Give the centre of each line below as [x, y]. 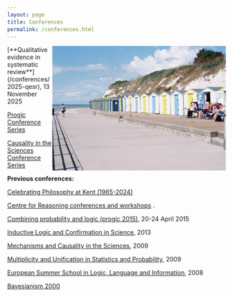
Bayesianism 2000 [34, 286]
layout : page [26, 15]
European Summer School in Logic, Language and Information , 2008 [105, 273]
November [22, 94]
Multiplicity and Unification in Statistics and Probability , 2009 [94, 260]
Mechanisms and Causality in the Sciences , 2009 [78, 246]
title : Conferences [35, 22]
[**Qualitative [28, 50]
